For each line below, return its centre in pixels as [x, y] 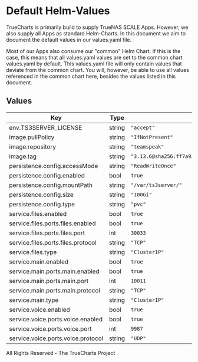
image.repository [33, 147]
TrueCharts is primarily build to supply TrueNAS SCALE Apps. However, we [97, 27]
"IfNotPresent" [152, 137]
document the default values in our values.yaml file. [69, 40]
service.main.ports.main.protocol [55, 290]
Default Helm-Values [58, 11]
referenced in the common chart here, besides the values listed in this [91, 76]
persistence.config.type [42, 204]
